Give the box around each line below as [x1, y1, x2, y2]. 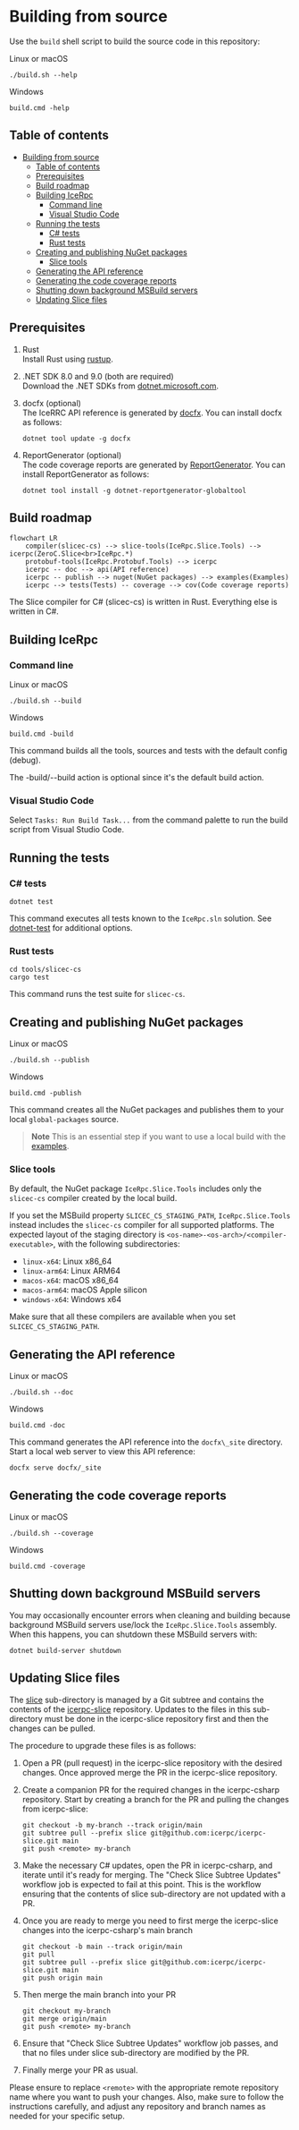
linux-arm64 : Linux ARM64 [21, 1265, 120, 1276]
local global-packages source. [9, 1114, 119, 1125]
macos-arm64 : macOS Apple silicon [21, 1284, 147, 1295]
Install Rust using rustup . [21, 354, 113, 364]
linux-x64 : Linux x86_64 [21, 1256, 112, 1267]
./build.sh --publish [9, 1056, 90, 1065]
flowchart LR [9, 534, 58, 543]
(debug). [9, 754, 42, 766]
